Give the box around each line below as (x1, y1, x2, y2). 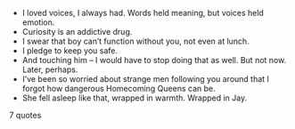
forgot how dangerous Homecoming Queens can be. (21, 84, 216, 93)
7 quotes (9, 110, 42, 120)
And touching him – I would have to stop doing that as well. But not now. (21, 55, 287, 65)
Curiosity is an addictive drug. (21, 27, 133, 36)
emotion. (21, 17, 55, 28)
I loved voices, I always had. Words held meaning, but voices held (21, 8, 265, 18)
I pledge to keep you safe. (21, 45, 119, 56)
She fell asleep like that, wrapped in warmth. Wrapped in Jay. (21, 93, 248, 103)
